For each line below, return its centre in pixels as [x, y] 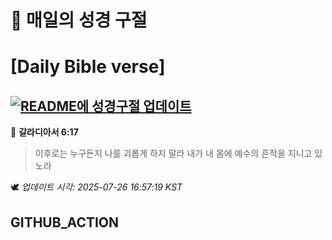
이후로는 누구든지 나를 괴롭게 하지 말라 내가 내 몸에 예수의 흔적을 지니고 [173, 153]
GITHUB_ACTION [65, 222]
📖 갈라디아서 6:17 [44, 132]
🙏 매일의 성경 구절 [79, 20]
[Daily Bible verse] [88, 67]
